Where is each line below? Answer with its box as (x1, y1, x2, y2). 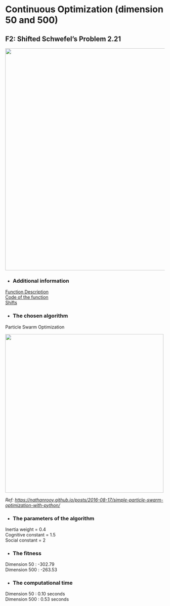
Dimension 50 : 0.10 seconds (5, 591, 65, 597)
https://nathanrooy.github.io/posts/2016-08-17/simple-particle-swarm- (15, 496, 163, 503)
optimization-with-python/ (5, 502, 61, 508)
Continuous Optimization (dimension (5, 4, 163, 15)
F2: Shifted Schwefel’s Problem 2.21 (5, 35, 121, 43)
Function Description (5, 289, 49, 295)
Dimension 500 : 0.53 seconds (5, 596, 69, 602)
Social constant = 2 (5, 537, 46, 543)
